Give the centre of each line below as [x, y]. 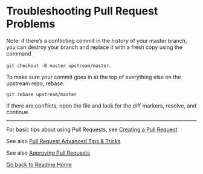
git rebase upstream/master [42, 94]
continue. [18, 112]
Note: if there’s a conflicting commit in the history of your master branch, [97, 40]
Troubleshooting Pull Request [82, 11]
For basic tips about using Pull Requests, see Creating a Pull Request [92, 129]
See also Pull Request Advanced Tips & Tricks [63, 141]
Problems [31, 24]
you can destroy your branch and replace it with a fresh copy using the [95, 47]
